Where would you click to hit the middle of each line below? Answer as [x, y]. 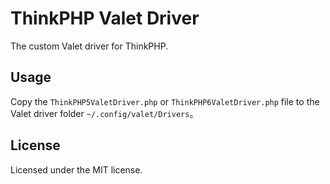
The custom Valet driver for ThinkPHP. [89, 46]
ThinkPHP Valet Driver [105, 18]
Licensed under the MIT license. [76, 169]
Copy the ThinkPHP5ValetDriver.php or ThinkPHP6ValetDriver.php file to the [165, 101]
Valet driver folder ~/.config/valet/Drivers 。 [104, 113]
